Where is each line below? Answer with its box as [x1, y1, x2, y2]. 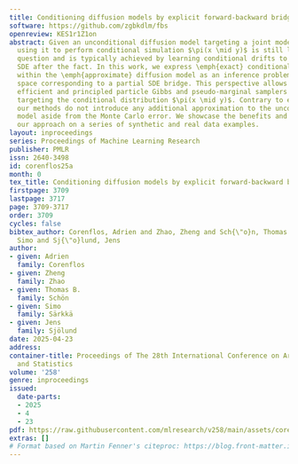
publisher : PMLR [9, 145, 69, 153]
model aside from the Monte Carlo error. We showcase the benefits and [17, 112, 288, 121]
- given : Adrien [9, 252, 69, 262]
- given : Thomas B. [9, 285, 82, 294]
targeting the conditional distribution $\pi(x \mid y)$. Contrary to [17, 95, 284, 105]
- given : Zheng [9, 269, 66, 278]
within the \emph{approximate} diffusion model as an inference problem [17, 71, 292, 80]
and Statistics [17, 359, 74, 368]
